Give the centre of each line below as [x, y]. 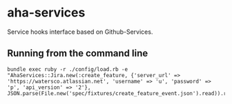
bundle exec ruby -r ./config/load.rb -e [68, 69]
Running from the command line [78, 53]
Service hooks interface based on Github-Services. [80, 32]
